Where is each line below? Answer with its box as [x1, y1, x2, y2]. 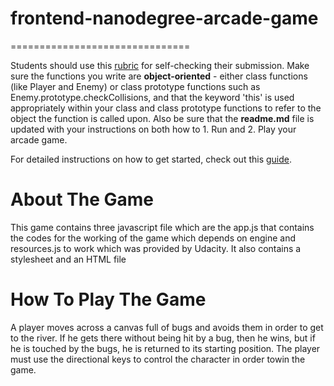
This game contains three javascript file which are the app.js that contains [10, 221, 315, 233]
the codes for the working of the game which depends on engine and [10, 232, 297, 244]
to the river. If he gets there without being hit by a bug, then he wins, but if [10, 332, 316, 344]
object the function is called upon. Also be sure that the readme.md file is [10, 112, 315, 124]
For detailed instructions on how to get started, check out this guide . [10, 153, 293, 165]
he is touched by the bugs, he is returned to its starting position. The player [10, 342, 321, 354]
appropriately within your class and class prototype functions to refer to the [10, 102, 322, 114]
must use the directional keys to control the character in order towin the [10, 353, 306, 365]
